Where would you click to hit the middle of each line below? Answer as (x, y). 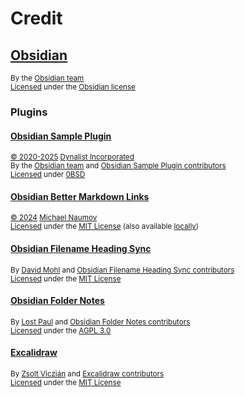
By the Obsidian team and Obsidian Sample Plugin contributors (118, 166)
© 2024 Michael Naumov (54, 218)
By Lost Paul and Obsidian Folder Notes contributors (100, 322)
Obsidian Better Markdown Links (80, 196)
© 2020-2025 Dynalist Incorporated (72, 157)
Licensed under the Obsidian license (73, 87)
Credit (36, 18)
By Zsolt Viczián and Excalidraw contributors (87, 373)
